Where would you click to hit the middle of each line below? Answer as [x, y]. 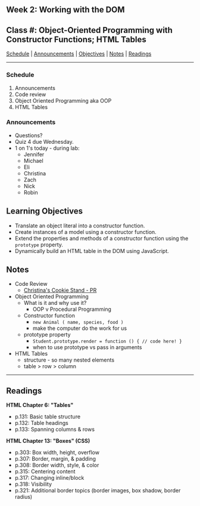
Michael [33, 161]
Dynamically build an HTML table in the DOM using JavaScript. [92, 251]
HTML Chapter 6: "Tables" [40, 405]
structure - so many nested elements [69, 360]
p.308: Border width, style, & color [57, 465]
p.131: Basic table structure [48, 416]
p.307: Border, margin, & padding [55, 459]
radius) [24, 497]
